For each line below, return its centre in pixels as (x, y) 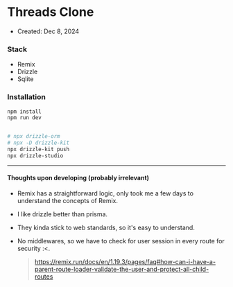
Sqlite (25, 79)
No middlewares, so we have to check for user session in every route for (121, 241)
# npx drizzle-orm (34, 137)
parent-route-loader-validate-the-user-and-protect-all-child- (122, 269)
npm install (24, 112)
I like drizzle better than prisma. (62, 214)
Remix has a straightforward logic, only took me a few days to (105, 193)
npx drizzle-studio (35, 156)
